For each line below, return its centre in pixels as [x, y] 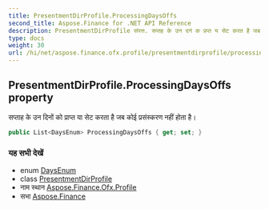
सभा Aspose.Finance [53, 196]
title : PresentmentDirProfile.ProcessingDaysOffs [93, 16]
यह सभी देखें [26, 153]
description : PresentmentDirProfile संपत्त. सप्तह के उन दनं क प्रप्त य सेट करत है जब [134, 30]
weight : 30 [26, 46]
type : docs [26, 38]
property [31, 98]
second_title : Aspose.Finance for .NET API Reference [100, 23]
